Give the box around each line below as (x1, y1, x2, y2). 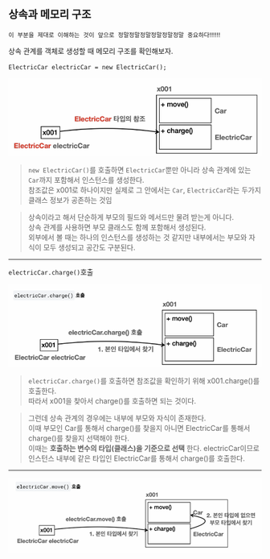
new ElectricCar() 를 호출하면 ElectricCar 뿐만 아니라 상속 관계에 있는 (27, 164, 252, 175)
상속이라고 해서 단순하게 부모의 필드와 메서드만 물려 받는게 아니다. (27, 212, 235, 222)
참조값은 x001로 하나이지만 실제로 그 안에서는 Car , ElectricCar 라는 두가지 (27, 184, 261, 195)
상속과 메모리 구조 (8, 7, 92, 22)
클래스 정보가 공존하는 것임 (27, 195, 112, 205)
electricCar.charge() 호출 (8, 267, 94, 276)
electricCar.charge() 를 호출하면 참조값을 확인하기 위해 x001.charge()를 (27, 375, 260, 385)
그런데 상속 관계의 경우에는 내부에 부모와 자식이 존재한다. (27, 413, 207, 423)
